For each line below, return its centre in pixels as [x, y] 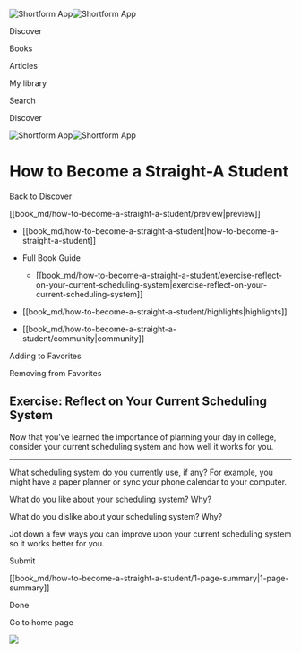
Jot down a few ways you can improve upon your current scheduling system [150, 534]
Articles [24, 66]
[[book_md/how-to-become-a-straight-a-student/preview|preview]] [135, 213]
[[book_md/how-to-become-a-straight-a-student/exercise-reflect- [159, 275]
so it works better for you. [57, 543]
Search [22, 100]
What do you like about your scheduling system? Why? [111, 499]
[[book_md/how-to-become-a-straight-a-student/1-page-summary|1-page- [149, 578]
